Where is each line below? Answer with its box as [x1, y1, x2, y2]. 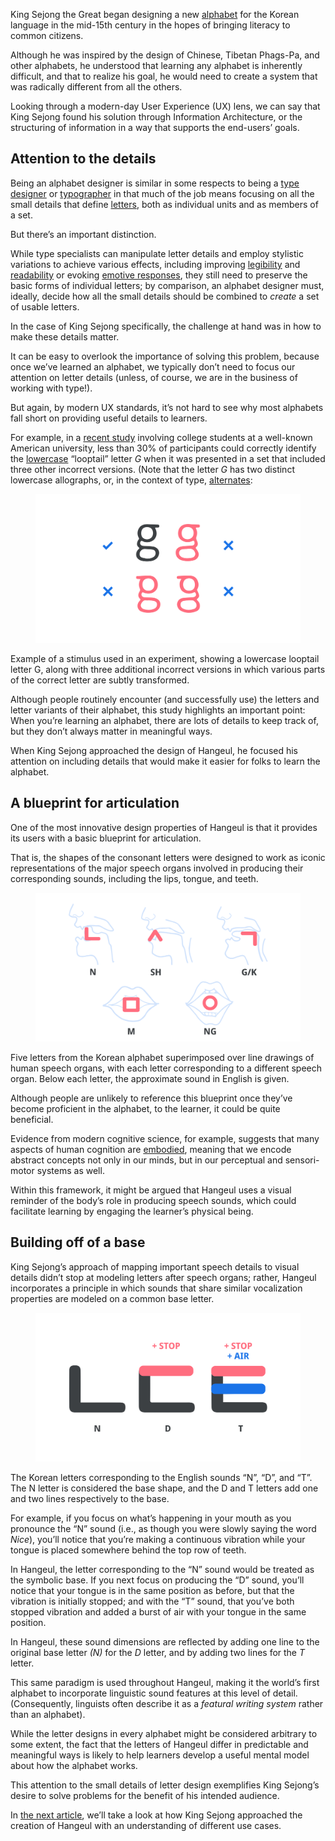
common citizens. [10, 30, 84, 41]
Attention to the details [10, 150, 157, 168]
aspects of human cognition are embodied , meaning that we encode [10, 1143, 292, 1155]
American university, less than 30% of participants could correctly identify [10, 442, 317, 454]
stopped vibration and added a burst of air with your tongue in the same [10, 1605, 307, 1618]
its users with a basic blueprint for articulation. [10, 832, 202, 844]
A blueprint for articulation [10, 795, 180, 812]
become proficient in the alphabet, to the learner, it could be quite [10, 1102, 281, 1114]
